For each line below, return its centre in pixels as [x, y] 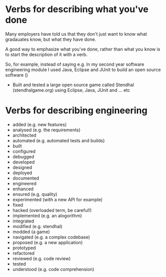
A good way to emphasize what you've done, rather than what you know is [83, 49]
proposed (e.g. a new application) [48, 242]
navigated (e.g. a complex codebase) [51, 237]
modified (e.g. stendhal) [37, 226]
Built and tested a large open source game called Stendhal [73, 85]
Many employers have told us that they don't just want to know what [76, 34]
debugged [23, 156]
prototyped [24, 248]
